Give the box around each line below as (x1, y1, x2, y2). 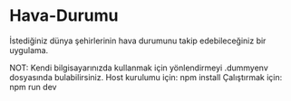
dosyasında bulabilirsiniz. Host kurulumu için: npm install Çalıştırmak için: (9, 71, 283, 82)
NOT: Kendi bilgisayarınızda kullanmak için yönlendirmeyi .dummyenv (9, 62, 269, 73)
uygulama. (9, 44, 49, 55)
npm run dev (9, 81, 57, 92)
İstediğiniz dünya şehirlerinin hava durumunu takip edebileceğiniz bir (9, 35, 267, 46)
